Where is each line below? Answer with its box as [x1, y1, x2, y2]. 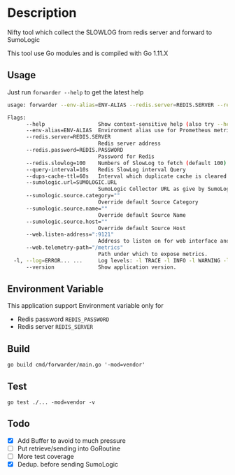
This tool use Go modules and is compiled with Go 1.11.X [7, 49, 169, 57]
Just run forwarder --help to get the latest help [7, 87, 144, 96]
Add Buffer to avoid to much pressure [17, 436, 126, 445]
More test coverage [17, 453, 75, 460]
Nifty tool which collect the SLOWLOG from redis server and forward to [7, 28, 212, 36]
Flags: [7, 114, 27, 121]
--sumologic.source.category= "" [25, 192, 120, 199]
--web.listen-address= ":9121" [25, 231, 114, 239]
